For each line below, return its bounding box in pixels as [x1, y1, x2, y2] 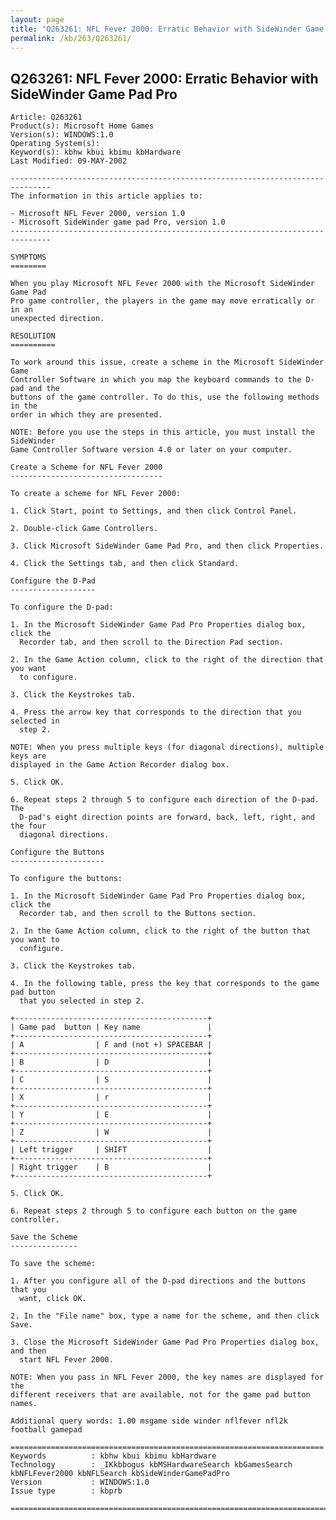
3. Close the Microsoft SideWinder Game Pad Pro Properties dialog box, [10, 1337, 320, 1348]
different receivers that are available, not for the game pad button [10, 1390, 311, 1400]
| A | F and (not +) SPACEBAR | [10, 1040, 213, 1050]
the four [10, 821, 47, 831]
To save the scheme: [10, 1259, 97, 1269]
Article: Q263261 [10, 112, 83, 123]
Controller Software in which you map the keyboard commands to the [10, 375, 302, 385]
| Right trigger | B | [10, 1162, 213, 1173]
